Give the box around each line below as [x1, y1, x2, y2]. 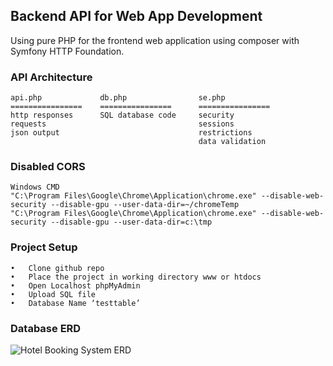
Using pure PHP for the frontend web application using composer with [10, 34, 300, 46]
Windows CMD [10, 182, 60, 193]
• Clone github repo [10, 263, 105, 273]
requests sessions [10, 119, 235, 129]
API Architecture [10, 70, 93, 84]
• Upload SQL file [10, 289, 97, 299]
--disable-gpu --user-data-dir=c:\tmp [50, 217, 213, 228]
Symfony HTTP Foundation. [10, 45, 125, 57]
